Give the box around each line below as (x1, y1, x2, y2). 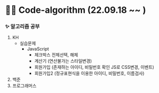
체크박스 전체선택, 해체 (34, 52, 78, 58)
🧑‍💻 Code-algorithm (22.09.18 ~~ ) (5, 4, 146, 16)
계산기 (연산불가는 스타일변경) (34, 58, 92, 64)
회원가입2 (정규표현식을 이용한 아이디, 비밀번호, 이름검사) (34, 70, 145, 76)
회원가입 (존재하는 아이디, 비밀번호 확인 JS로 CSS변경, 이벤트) (34, 64, 155, 70)
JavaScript (27, 46, 49, 52)
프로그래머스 (12, 83, 37, 89)
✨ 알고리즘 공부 (5, 23, 40, 30)
